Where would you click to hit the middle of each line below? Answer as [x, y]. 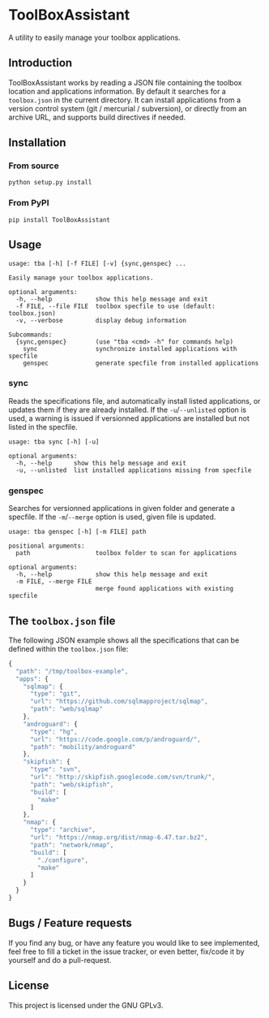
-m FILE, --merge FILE [54, 582]
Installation [37, 143]
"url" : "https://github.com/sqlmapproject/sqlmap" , [119, 702]
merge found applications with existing [164, 589]
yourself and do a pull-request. [60, 960]
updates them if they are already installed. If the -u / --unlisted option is [128, 409]
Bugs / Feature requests [70, 923]
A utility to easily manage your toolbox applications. [94, 37]
